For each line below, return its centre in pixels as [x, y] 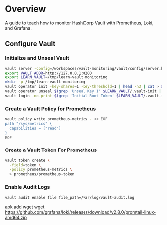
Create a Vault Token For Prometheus [51, 150]
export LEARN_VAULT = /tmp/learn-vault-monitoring [56, 77]
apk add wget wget [25, 207]
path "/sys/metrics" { [29, 123]
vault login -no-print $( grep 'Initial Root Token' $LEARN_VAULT [74, 96]
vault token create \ [28, 160]
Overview [26, 9]
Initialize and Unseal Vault [37, 58]
